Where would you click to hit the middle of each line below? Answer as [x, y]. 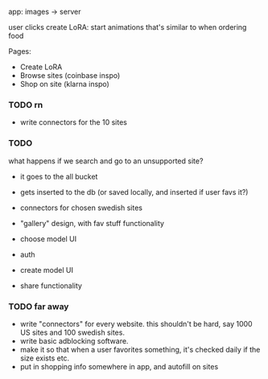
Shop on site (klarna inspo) [65, 84]
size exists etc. [45, 358]
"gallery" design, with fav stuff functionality [92, 223]
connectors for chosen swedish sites [81, 208]
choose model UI [48, 239]
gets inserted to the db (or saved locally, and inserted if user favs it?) [134, 192]
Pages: [20, 51]
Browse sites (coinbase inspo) [70, 75]
